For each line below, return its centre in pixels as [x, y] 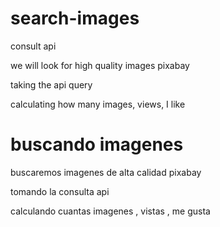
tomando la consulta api [60, 191]
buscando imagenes [97, 144]
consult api [33, 46]
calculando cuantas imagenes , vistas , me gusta [110, 211]
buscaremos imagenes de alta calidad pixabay [106, 172]
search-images [75, 18]
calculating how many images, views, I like [98, 104]
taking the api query [51, 84]
